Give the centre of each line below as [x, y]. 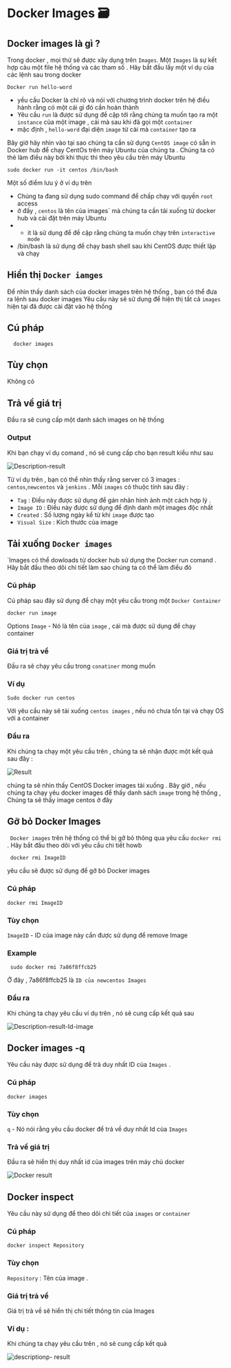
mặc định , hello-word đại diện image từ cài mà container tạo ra [107, 129]
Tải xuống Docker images [60, 543]
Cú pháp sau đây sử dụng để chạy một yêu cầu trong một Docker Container [114, 600]
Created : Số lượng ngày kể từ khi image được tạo [86, 515]
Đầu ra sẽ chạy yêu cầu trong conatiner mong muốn [81, 666]
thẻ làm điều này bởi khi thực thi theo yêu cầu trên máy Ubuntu [96, 157]
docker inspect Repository [46, 1246]
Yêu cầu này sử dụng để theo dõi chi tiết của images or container [99, 1214]
